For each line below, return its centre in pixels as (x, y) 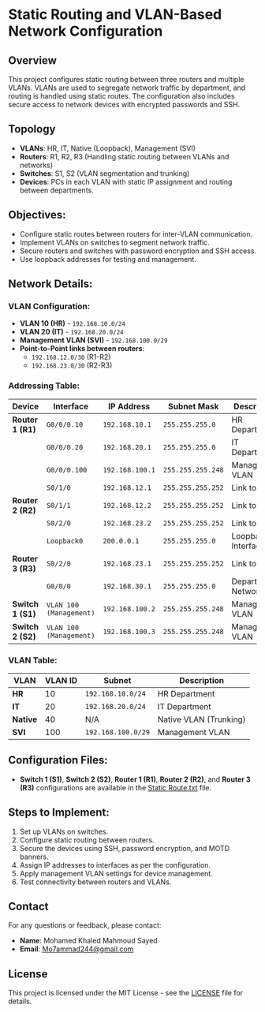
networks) (36, 165)
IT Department (184, 706)
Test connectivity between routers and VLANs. (95, 882)
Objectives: (37, 215)
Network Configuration (86, 31)
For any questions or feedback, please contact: (85, 925)
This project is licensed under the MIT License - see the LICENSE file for (125, 993)
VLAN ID (61, 680)
